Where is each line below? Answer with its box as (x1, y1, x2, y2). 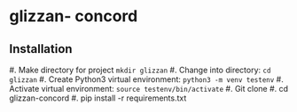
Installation (9, 41, 73, 56)
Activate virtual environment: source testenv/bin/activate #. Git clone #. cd (9, 84, 289, 93)
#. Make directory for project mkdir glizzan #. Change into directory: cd (9, 64, 271, 75)
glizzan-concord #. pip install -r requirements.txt (9, 93, 187, 103)
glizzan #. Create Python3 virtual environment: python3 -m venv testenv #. (9, 74, 284, 85)
